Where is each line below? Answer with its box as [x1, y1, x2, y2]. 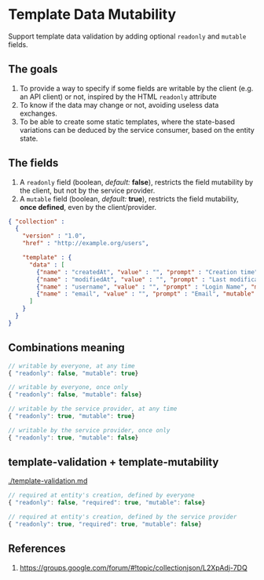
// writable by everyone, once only [8, 384, 128, 391]
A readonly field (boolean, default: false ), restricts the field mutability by [19, 177, 254, 186]
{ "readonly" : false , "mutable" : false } [8, 391, 143, 398]
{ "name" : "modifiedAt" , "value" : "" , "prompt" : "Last [36, 275, 227, 284]
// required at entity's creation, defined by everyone [8, 491, 195, 500]
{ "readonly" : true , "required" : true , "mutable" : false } [8, 520, 202, 528]
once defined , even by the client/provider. [19, 202, 157, 211]
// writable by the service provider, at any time [8, 405, 178, 413]
